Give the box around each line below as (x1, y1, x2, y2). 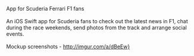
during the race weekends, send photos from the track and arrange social (6, 24, 187, 31)
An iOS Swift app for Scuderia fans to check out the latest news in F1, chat (6, 18, 189, 24)
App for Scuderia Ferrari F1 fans (6, 5, 85, 12)
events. (6, 30, 24, 38)
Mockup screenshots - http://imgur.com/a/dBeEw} (6, 43, 130, 50)
